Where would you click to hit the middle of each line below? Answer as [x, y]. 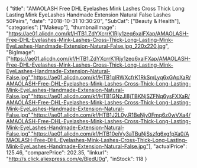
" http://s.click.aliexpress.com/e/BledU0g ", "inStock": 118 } [77, 159]
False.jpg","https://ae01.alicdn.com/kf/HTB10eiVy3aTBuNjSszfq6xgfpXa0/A [98, 134]
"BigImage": [21, 52]
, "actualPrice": [169, 146]
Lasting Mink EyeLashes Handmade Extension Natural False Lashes [88, 15]
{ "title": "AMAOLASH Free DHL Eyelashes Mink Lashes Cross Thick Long [96, 9]
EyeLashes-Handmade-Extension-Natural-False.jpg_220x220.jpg [86, 46]
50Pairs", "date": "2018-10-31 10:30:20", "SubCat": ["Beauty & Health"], [93, 21]
